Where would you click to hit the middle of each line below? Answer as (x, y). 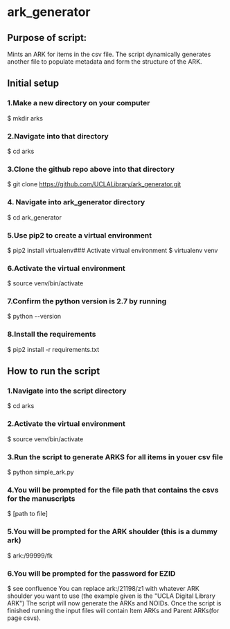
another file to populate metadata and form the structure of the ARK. (105, 62)
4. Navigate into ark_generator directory (76, 202)
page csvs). (24, 618)
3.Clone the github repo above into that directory (91, 169)
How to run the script (54, 371)
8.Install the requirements (52, 335)
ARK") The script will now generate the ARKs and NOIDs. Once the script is (114, 603)
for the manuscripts (41, 498)
